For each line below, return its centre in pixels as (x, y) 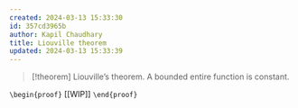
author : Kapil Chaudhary (56, 34)
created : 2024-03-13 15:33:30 (66, 18)
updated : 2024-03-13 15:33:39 (66, 51)
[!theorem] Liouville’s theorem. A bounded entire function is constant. (160, 76)
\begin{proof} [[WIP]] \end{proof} (74, 94)
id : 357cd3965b (38, 26)
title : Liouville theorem (58, 43)
